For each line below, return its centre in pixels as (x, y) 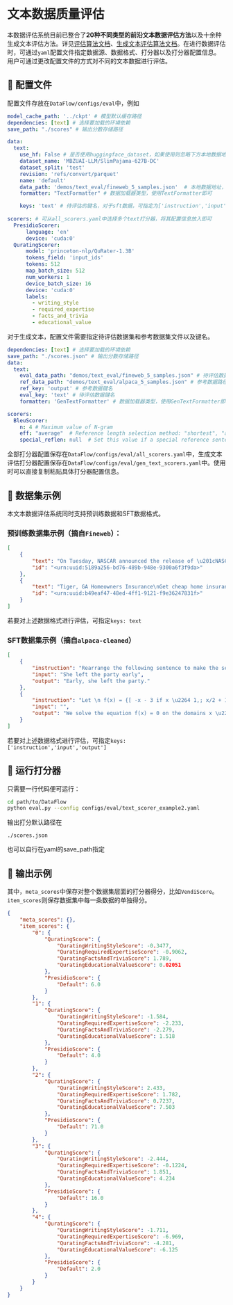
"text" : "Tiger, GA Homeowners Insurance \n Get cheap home (118, 587)
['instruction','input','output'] (57, 747)
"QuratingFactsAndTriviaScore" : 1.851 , (114, 1172)
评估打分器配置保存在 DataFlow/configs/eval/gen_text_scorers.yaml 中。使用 (116, 463)
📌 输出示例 (29, 873)
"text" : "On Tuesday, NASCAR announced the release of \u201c (124, 561)
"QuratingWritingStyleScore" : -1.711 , (113, 1231)
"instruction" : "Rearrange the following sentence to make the (125, 668)
